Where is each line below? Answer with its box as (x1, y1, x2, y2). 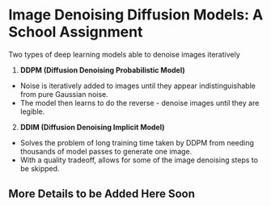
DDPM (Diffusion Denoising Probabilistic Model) (19, 65, 185, 74)
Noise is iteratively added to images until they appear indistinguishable (19, 81, 256, 90)
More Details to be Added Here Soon (8, 187, 196, 201)
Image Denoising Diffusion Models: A (8, 6, 264, 24)
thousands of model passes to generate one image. (19, 146, 193, 156)
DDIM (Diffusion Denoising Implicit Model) (19, 122, 165, 132)
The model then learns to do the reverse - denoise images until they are (19, 98, 260, 107)
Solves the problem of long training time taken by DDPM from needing (19, 137, 255, 147)
